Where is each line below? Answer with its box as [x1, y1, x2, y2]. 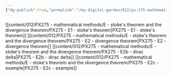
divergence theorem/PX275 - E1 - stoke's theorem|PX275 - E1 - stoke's [5, 27, 155, 33]
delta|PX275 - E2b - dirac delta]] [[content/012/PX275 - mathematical [5, 54, 153, 60]
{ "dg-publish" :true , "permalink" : [5, 7, 77, 13]
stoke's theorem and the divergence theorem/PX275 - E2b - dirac [5, 48, 144, 55]
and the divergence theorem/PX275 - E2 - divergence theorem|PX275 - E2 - [5, 38, 166, 44]
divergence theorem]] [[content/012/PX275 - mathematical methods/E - [5, 43, 157, 49]
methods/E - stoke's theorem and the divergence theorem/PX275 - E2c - [5, 59, 159, 65]
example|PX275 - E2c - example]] [5, 65, 77, 71]
